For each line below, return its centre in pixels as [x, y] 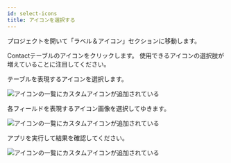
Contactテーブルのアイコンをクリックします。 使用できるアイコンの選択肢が [115, 55]
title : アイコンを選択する [41, 20]
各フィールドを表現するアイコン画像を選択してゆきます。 [89, 108]
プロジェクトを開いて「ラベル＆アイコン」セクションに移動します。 [104, 41]
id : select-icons [32, 14]
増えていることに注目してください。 [59, 64]
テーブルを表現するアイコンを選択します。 [68, 79]
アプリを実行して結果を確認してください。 [68, 138]
